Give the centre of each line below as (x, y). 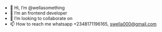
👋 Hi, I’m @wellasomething (37, 8)
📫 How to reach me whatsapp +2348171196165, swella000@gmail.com (83, 24)
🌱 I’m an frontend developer (38, 13)
